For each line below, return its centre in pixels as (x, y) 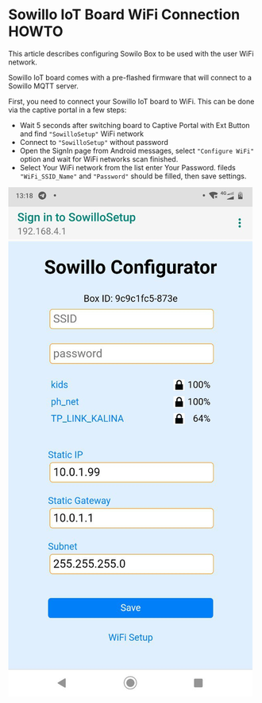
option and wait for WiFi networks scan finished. (99, 159)
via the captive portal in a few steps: (67, 110)
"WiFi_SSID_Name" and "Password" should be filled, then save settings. (133, 176)
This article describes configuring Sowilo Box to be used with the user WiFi (131, 53)
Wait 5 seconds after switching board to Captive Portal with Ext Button (135, 125)
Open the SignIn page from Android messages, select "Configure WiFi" (137, 150)
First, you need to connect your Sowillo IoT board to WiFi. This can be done (131, 101)
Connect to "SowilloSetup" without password (94, 142)
